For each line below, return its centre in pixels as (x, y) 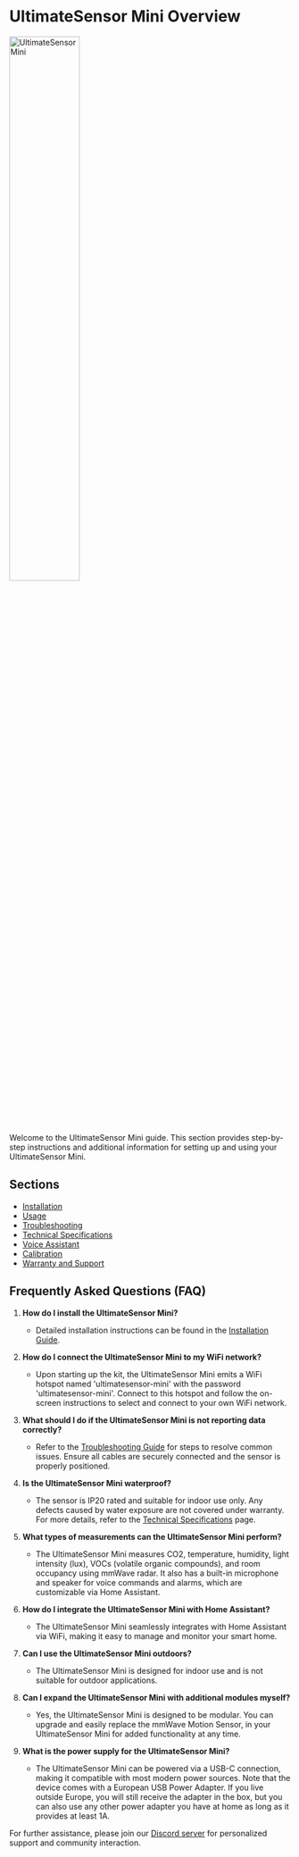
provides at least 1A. (72, 1816)
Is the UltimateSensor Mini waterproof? (97, 1483)
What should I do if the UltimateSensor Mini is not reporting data (144, 1420)
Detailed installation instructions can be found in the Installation (152, 1330)
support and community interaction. (75, 1843)
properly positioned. (73, 1466)
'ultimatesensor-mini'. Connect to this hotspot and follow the (146, 1393)
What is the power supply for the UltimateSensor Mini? (126, 1751)
